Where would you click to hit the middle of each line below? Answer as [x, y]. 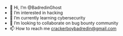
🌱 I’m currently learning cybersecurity [47, 18]
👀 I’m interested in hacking [36, 13]
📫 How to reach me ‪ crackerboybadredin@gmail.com [63, 28]
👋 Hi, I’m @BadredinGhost [35, 8]
